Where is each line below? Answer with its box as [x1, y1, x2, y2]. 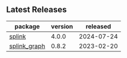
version [50, 22, 74, 30]
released [86, 22, 111, 30]
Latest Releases [6, 5, 67, 15]
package [14, 22, 40, 30]
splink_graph [9, 41, 46, 50]
